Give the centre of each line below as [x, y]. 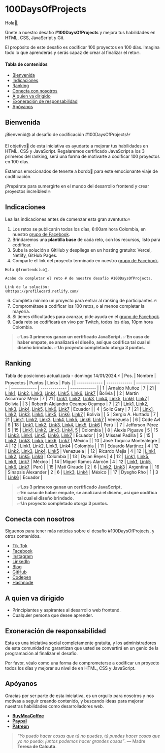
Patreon [20, 726]
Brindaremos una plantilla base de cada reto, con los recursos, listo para [86, 239]
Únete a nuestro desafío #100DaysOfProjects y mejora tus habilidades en [81, 32]
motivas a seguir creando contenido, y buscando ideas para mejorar [74, 701]
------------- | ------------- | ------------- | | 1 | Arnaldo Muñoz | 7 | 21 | [83, 388]
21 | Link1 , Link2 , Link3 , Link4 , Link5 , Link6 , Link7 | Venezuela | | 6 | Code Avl [83, 420]
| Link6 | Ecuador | [24, 477]
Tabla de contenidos [26, 64]
